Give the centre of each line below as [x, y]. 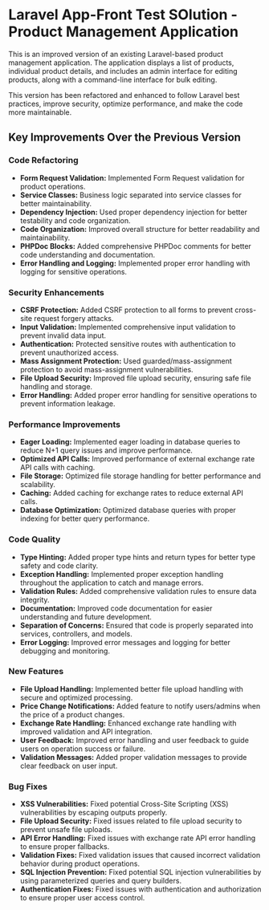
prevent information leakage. [67, 404]
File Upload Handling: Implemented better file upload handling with [131, 689]
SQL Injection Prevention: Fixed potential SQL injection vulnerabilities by [141, 872]
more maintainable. [40, 112]
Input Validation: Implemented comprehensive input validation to [128, 327]
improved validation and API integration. [86, 731]
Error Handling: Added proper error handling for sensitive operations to [138, 395]
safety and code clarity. [59, 565]
